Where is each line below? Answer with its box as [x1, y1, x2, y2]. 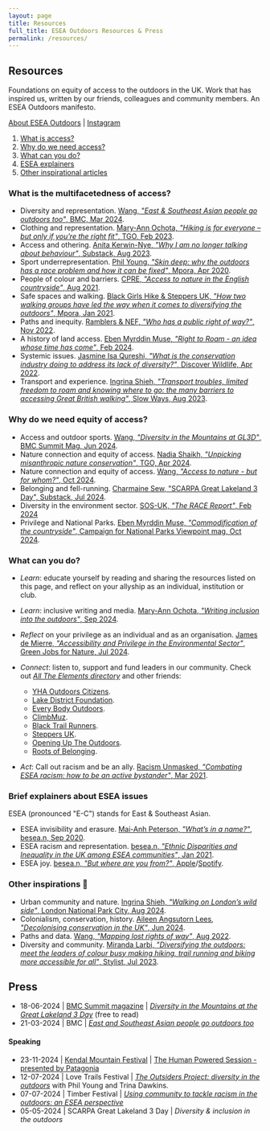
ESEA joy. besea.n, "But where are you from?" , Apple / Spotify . [19, 858, 224, 868]
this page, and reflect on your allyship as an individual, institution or [19, 581, 244, 591]
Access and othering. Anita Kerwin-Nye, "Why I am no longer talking [19, 240, 247, 250]
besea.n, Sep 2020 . [19, 833, 86, 842]
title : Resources [8, 19, 67, 27]
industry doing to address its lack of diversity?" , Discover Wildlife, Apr [19, 359, 253, 370]
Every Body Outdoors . [31, 703, 106, 713]
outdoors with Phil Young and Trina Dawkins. [19, 1080, 169, 1090]
